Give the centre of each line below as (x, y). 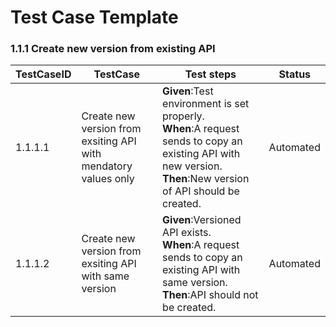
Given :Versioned (202, 220)
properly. (183, 116)
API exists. (187, 233)
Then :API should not (210, 295)
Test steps (210, 74)
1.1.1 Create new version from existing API (113, 49)
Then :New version (206, 179)
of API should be (201, 191)
